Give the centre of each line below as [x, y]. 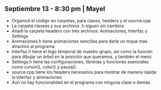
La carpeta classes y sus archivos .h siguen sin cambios [68, 26]
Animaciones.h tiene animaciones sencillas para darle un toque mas [79, 41]
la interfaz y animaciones [37, 77]
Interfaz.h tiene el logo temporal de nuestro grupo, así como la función [82, 51]
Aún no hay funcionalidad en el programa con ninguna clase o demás [81, 82]
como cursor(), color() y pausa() [44, 67]
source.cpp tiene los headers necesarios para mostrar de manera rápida [84, 72]
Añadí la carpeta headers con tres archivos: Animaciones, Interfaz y [79, 31]
